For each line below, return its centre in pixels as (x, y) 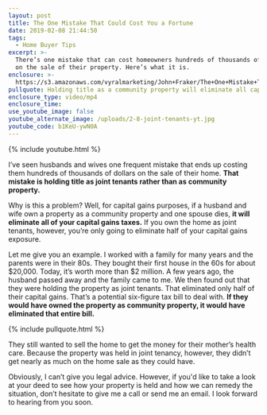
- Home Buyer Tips (46, 45)
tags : (17, 38)
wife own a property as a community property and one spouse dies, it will (129, 213)
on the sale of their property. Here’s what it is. (103, 68)
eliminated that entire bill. (52, 313)
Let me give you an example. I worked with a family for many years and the (131, 254)
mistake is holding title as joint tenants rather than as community (118, 181)
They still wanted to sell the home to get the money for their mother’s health (132, 344)
